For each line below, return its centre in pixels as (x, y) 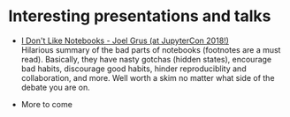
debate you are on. (55, 87)
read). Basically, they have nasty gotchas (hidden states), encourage (146, 59)
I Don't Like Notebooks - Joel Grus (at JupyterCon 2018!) (125, 40)
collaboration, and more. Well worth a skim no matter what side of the (148, 77)
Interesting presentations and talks (140, 16)
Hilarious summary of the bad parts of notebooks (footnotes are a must (151, 49)
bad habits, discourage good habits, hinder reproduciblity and (134, 69)
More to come (46, 104)
